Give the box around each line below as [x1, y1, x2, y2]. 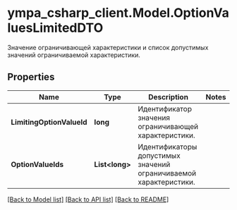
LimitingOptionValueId [11, 117, 87, 127]
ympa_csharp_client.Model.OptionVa [7, 5, 229, 21]
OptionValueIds [11, 159, 64, 169]
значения [137, 113, 171, 123]
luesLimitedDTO [7, 20, 104, 36]
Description [147, 92, 189, 101]
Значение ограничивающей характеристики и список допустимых [7, 43, 209, 51]
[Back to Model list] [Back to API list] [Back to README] [7, 195, 169, 204]
